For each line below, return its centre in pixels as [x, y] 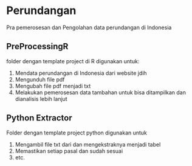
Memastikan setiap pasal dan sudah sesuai [69, 151]
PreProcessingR [37, 47]
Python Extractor [39, 118]
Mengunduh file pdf [40, 79]
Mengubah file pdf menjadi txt [53, 86]
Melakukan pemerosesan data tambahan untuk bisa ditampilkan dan [101, 92]
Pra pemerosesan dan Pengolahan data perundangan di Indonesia [89, 27]
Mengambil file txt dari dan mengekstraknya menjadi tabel [88, 144]
